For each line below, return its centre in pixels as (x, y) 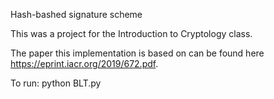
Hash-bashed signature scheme (76, 14)
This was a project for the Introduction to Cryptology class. (131, 33)
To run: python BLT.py (56, 83)
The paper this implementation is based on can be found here (137, 53)
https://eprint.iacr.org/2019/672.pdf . (84, 63)
